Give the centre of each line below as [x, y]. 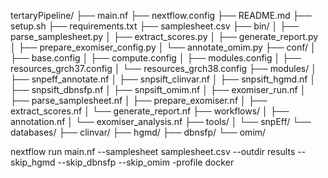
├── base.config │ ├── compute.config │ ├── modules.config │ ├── [156, 58]
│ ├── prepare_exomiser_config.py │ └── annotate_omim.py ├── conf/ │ [163, 47]
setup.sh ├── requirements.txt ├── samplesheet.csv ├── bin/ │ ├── [155, 26]
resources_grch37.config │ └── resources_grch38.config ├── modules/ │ [163, 68]
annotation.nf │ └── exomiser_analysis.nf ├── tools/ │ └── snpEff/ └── [161, 121]
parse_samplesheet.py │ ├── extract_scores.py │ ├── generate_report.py [164, 36]
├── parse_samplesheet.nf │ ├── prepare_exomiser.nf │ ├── [139, 100]
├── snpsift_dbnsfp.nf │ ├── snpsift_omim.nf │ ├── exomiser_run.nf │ [158, 89]
